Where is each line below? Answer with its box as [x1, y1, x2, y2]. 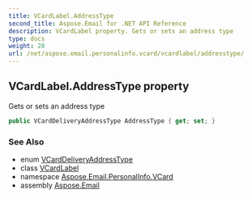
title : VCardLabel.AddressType [8, 11, 114, 20]
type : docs [8, 34, 45, 43]
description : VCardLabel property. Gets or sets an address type [8, 27, 233, 35]
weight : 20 [8, 42, 45, 50]
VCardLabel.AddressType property [8, 80, 190, 93]
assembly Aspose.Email [19, 180, 100, 190]
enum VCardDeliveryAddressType [19, 154, 134, 164]
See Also [8, 136, 45, 147]
